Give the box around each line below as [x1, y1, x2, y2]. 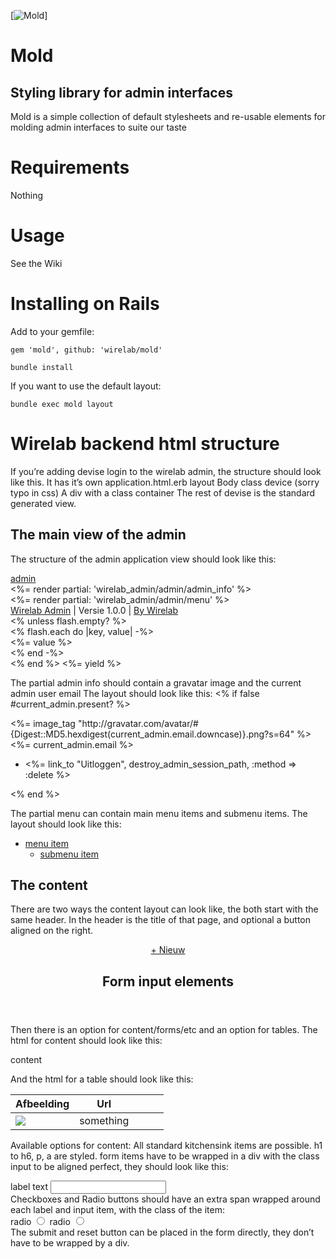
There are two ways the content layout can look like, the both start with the [10, 903, 319, 915]
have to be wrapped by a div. [10, 1236, 130, 1249]
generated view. [10, 497, 77, 509]
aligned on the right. [10, 925, 94, 937]
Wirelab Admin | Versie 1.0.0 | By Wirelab [10, 604, 179, 616]
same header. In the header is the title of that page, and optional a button [10, 914, 311, 926]
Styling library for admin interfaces [10, 84, 233, 101]
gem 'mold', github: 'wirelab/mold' [10, 345, 163, 355]
